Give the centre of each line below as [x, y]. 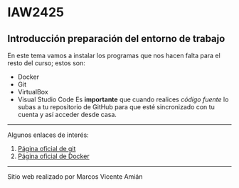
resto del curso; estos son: [46, 63]
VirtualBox [33, 92]
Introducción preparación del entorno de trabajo [116, 39]
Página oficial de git [47, 149]
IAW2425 [36, 12]
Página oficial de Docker [54, 156]
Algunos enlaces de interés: [48, 135]
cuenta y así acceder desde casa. [67, 115]
